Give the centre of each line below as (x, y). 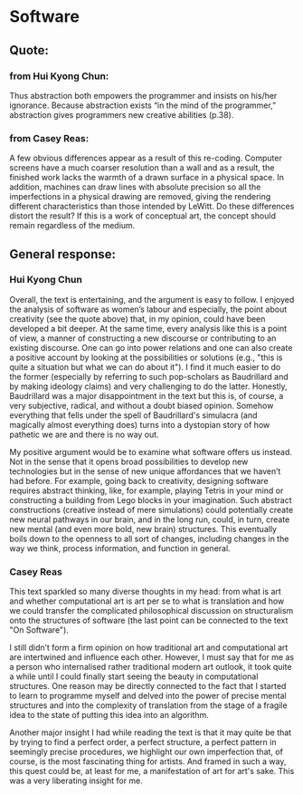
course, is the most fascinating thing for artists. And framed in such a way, (148, 761)
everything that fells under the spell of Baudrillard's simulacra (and (133, 415)
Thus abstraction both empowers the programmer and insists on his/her (143, 95)
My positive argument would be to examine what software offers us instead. (151, 451)
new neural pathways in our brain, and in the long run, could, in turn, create (150, 519)
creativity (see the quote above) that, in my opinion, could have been (137, 318)
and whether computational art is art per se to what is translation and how (147, 601)
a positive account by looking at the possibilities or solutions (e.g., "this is (146, 357)
